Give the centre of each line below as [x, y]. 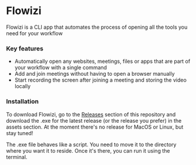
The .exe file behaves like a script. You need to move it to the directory [91, 144]
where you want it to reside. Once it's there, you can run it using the [88, 150]
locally [23, 86]
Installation [23, 102]
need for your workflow [34, 33]
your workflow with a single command [61, 68]
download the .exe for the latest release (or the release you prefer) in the [94, 120]
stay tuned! [20, 133]
